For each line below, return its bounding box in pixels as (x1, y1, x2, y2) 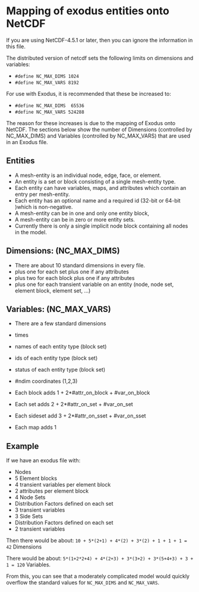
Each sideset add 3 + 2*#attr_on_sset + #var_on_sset (14, 412, 147, 419)
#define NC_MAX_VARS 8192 (14, 79, 79, 86)
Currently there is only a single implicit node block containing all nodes (14, 222, 188, 229)
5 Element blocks (14, 475, 58, 482)
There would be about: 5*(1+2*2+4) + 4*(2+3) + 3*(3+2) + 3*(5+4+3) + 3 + (6, 555, 194, 562)
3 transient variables (14, 506, 65, 513)
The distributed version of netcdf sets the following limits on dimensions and (6, 54, 194, 61)
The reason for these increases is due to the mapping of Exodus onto (6, 119, 176, 126)
